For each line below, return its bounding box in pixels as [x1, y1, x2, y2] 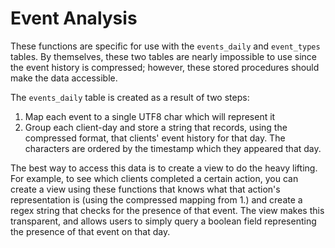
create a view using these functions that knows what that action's [10, 183, 281, 195]
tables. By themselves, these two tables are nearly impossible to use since [10, 50, 317, 62]
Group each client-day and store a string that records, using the [24, 121, 288, 133]
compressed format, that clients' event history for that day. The [24, 132, 286, 144]
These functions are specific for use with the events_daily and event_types [10, 40, 321, 52]
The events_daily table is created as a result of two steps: [10, 91, 250, 103]
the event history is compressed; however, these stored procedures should [10, 61, 320, 73]
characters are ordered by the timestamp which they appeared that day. [24, 142, 322, 154]
